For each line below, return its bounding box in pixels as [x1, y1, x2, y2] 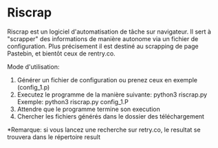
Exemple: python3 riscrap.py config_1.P [17, 97, 129, 106]
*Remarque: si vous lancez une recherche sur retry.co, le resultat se [7, 125, 201, 134]
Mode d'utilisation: [7, 62, 60, 71]
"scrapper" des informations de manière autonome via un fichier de [7, 34, 199, 42]
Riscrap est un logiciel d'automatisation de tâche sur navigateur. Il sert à [7, 27, 212, 36]
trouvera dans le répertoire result [7, 132, 101, 141]
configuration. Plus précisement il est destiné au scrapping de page [7, 42, 199, 50]
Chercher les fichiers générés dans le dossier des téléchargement [17, 112, 205, 121]
